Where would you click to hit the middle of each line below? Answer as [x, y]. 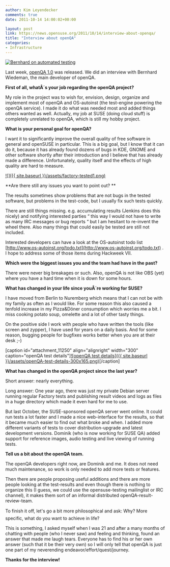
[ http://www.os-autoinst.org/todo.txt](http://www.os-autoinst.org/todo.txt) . [84, 247]
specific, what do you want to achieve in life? [52, 518]
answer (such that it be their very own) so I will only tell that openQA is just [83, 544]
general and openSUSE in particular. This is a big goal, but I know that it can [85, 144]
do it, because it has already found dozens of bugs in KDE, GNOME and [80, 149]
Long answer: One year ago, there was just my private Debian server [77, 391]
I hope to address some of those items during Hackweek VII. [69, 253]
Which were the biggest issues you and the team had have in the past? [81, 263]
